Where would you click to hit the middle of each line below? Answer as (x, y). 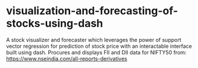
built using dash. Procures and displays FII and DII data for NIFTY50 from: (96, 52)
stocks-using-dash (55, 23)
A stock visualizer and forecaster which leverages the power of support (94, 40)
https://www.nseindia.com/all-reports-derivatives (67, 59)
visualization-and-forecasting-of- (92, 11)
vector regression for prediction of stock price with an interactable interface (99, 46)
